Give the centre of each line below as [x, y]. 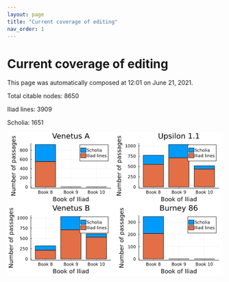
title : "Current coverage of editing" [62, 22]
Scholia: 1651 [25, 123]
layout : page [26, 14]
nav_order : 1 [26, 29]
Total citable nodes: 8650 [43, 96]
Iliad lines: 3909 [30, 109]
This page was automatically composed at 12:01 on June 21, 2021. [100, 83]
